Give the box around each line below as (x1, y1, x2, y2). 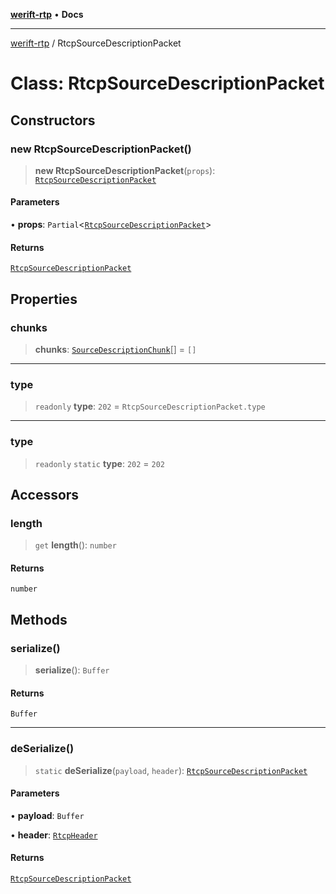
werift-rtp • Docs (10, 9, 84, 20)
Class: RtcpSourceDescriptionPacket (10, 72, 325, 95)
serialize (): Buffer (34, 664, 110, 676)
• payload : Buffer (10, 809, 85, 821)
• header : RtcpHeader (10, 829, 98, 841)
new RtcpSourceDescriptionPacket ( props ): (34, 164, 216, 176)
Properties (10, 290, 78, 308)
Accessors (10, 486, 80, 503)
